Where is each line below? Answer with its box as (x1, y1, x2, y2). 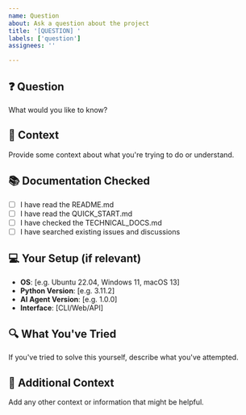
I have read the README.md (19, 199, 115, 210)
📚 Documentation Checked (8, 174, 151, 188)
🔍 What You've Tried (8, 327, 117, 341)
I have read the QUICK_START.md (19, 209, 133, 218)
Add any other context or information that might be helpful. (8, 397, 204, 407)
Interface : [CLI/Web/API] (19, 303, 103, 313)
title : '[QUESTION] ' (8, 27, 81, 35)
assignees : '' (8, 42, 56, 50)
